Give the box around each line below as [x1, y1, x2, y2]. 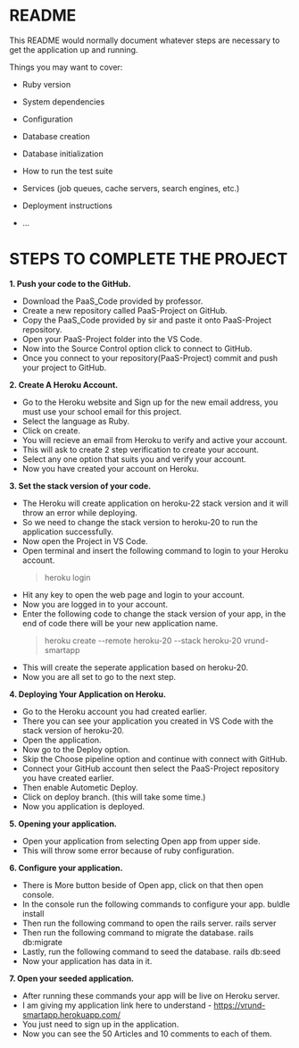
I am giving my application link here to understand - [21, 1000, 212, 1010]
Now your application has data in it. [21, 955, 153, 966]
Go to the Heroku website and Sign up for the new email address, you [21, 397, 278, 407]
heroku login [44, 572, 91, 583]
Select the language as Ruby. [21, 415, 129, 426]
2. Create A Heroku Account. [9, 379, 119, 390]
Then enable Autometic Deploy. [21, 782, 138, 792]
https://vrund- [213, 1000, 266, 1010]
